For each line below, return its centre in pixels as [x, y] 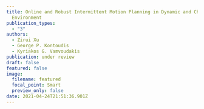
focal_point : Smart [36, 85]
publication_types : [31, 23]
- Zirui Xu [25, 40]
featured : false [27, 68]
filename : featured [36, 79]
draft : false [23, 62]
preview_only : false [38, 91]
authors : [17, 35]
